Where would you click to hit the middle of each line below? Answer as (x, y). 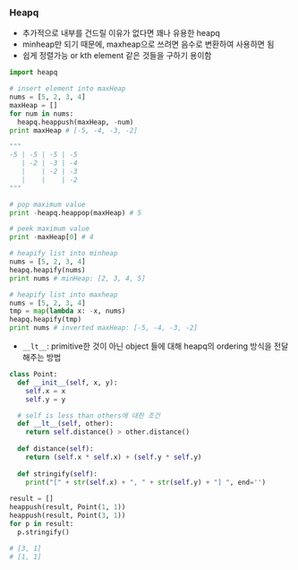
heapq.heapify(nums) (48, 270)
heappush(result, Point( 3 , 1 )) (68, 516)
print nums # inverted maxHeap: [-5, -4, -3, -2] (104, 328)
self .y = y (46, 399)
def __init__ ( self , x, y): (68, 383)
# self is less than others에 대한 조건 (89, 415)
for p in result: (42, 523)
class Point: (34, 375)
